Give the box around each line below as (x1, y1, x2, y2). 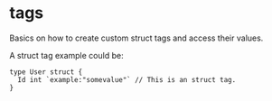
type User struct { (9, 67, 83, 77)
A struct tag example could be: (9, 50, 124, 60)
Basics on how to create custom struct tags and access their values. (9, 32, 264, 43)
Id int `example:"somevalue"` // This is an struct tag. (17, 75, 237, 84)
